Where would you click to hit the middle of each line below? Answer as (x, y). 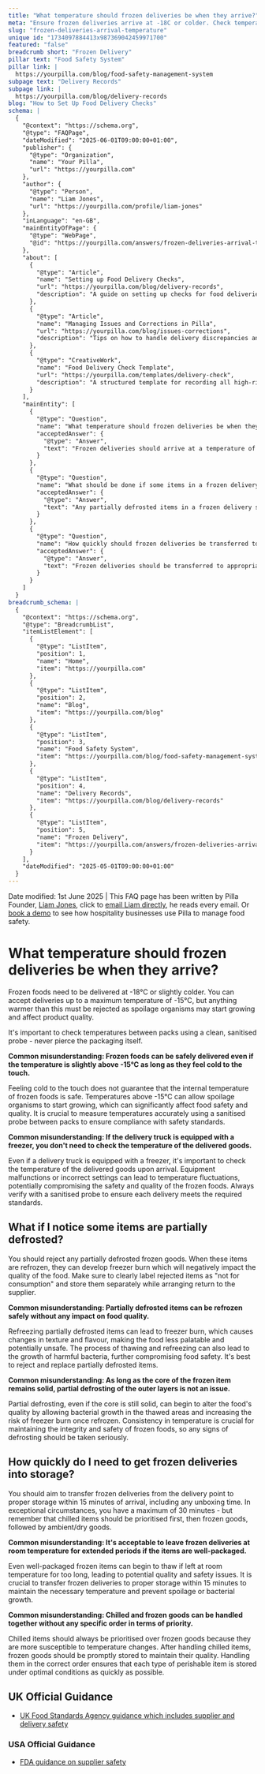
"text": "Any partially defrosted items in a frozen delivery (147, 507)
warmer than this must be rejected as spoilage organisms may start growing (132, 1009)
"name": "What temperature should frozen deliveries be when (139, 426)
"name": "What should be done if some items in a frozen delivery (148, 485)
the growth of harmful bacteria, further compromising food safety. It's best (129, 1356)
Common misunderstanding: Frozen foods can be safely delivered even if (131, 1056)
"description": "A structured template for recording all (134, 382)
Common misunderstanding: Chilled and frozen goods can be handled (125, 1615)
